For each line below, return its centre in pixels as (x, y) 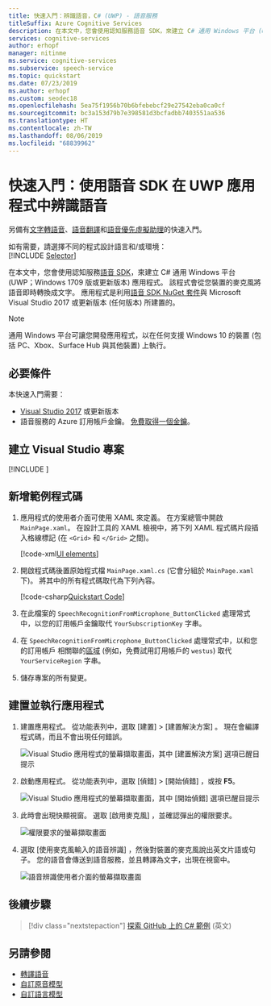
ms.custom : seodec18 (43, 98)
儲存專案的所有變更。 (55, 677)
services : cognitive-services (59, 38)
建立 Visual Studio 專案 (67, 449)
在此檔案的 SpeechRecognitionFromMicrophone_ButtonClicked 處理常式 (135, 613)
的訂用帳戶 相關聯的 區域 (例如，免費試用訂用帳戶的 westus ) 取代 (126, 651)
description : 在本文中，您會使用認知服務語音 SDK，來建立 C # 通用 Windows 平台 (132, 31)
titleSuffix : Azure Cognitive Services (75, 23)
